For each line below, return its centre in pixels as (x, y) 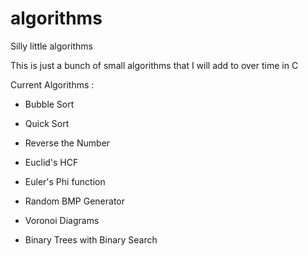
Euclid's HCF (51, 162)
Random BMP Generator (75, 201)
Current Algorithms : (52, 84)
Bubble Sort (49, 104)
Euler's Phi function (65, 181)
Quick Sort (47, 123)
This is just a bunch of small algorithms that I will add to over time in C (154, 65)
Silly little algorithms (52, 46)
